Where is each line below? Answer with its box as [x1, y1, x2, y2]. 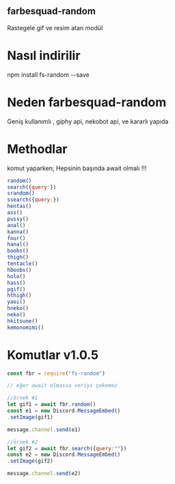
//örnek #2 [7, 439, 38, 446]
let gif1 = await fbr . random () [7, 401, 96, 408]
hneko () [7, 305, 29, 312]
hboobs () [7, 266, 32, 273]
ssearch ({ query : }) [7, 196, 59, 203]
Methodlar [7, 141, 68, 157]
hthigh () [7, 292, 32, 299]
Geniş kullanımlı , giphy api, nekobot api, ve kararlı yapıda [7, 117, 169, 126]
